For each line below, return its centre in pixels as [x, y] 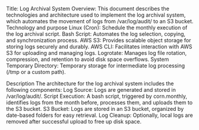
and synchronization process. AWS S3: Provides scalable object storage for [99, 40]
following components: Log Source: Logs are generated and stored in [91, 90]
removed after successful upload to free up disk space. [74, 121]
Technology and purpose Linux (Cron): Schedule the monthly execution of [97, 27]
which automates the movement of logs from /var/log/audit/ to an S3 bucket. [100, 21]
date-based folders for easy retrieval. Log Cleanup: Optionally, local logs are [99, 115]
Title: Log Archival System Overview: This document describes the [88, 9]
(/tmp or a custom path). [36, 72]
